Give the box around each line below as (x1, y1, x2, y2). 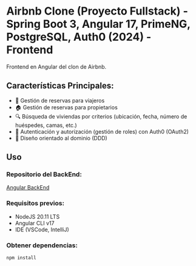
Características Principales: (6, 81, 114, 91)
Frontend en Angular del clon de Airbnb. (6, 63, 107, 70)
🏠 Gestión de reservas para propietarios (15, 103, 118, 111)
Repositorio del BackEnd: (6, 170, 82, 179)
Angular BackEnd (6, 184, 50, 191)
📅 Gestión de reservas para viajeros (15, 97, 105, 104)
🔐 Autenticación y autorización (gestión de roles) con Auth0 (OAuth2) (15, 128, 189, 135)
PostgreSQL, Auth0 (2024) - (6, 30, 152, 44)
